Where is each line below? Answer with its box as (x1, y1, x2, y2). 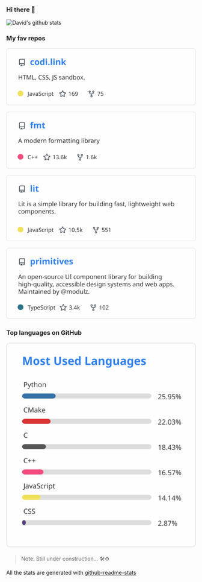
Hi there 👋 (6, 5, 36, 14)
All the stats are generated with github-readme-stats (6, 569, 136, 576)
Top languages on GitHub (6, 329, 82, 337)
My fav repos (6, 34, 46, 43)
